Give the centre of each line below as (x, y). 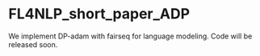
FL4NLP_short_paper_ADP (99, 14)
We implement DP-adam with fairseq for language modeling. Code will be (130, 36)
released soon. (33, 44)
